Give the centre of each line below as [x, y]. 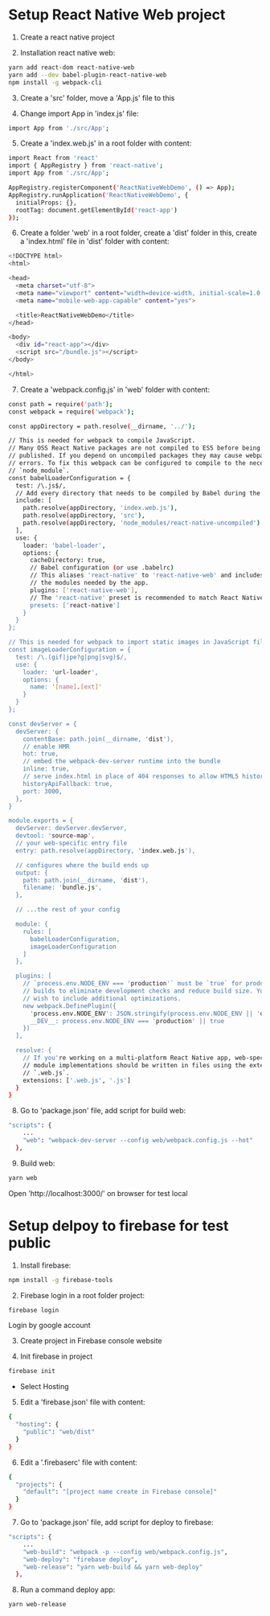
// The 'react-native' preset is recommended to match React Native [147, 598]
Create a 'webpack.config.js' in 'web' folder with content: [115, 389]
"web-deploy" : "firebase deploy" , [80, 1559]
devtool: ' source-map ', [55, 836]
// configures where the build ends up [82, 865]
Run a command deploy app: [67, 1589]
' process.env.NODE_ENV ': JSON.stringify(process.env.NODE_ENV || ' [145, 1014]
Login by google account [49, 1326]
